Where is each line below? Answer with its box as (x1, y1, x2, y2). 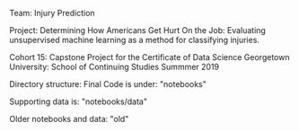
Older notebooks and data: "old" (9, 114, 129, 124)
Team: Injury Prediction (9, 8, 96, 18)
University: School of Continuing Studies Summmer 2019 (9, 62, 220, 72)
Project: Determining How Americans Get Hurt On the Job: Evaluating (9, 25, 267, 35)
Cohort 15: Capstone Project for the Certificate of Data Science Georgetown (9, 52, 290, 62)
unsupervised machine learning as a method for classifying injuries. (9, 35, 260, 45)
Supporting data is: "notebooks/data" (9, 96, 148, 107)
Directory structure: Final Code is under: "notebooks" (9, 79, 207, 89)
